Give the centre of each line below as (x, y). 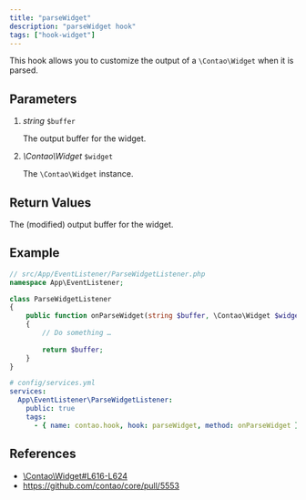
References (43, 454)
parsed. (24, 70)
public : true (51, 409)
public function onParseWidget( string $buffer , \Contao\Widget (148, 316)
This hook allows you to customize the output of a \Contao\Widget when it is (152, 61)
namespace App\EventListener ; (67, 282)
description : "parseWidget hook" (73, 26)
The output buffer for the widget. (84, 138)
